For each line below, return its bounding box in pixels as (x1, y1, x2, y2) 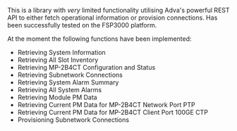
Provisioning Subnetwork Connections (17, 116, 129, 124)
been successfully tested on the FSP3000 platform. (7, 21, 157, 29)
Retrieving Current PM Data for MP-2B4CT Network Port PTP (17, 101, 195, 108)
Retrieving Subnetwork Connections (17, 70, 123, 79)
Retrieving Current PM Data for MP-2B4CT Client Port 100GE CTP (17, 108, 208, 116)
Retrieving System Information (17, 49, 106, 56)
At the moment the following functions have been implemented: (7, 35, 192, 43)
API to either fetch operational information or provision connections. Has (7, 13, 218, 22)
